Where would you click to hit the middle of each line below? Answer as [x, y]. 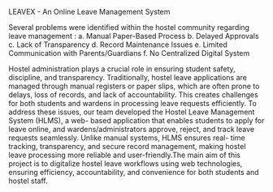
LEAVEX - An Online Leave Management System [89, 12]
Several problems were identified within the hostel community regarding [129, 27]
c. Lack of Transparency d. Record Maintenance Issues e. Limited [118, 45]
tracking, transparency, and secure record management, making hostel [127, 146]
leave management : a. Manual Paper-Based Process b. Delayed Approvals [134, 36]
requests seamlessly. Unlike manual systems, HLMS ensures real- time [127, 138]
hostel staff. [28, 181]
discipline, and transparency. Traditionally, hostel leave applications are [128, 77]
